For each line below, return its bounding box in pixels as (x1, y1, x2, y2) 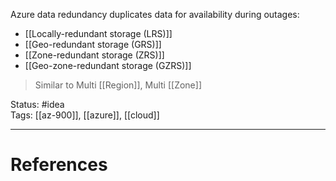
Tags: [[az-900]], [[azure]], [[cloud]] (10, 109, 160, 121)
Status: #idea (10, 99, 65, 110)
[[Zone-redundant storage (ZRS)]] (24, 49, 165, 61)
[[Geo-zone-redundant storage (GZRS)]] (24, 60, 192, 71)
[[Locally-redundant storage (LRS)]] (24, 28, 173, 39)
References (10, 154, 108, 176)
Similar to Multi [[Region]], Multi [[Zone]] (34, 79, 202, 91)
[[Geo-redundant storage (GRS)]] (24, 39, 162, 50)
